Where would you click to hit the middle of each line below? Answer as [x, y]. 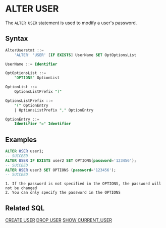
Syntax [17, 39]
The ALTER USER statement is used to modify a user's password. [71, 23]
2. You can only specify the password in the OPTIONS [63, 193]
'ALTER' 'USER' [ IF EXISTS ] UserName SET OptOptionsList [75, 55]
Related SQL [25, 208]
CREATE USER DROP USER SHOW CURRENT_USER [59, 220]
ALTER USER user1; [24, 151]
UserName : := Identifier [31, 64]
